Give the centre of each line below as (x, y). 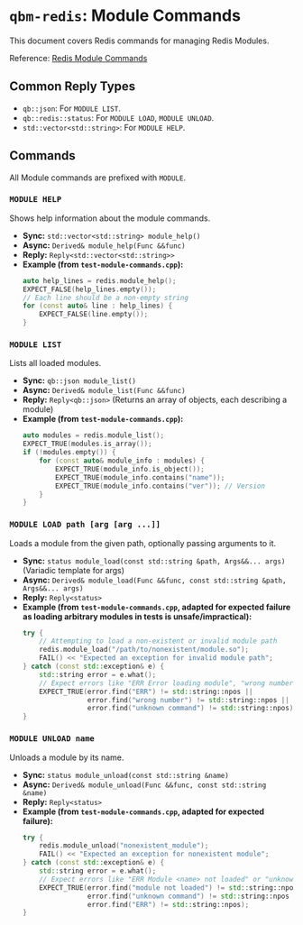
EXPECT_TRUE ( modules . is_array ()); (87, 444)
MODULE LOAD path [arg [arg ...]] (85, 525)
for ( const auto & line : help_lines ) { (97, 306)
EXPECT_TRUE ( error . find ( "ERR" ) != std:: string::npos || (146, 691)
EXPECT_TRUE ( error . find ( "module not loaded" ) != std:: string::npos (168, 888)
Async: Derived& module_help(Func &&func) (104, 245)
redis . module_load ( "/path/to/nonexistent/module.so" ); (144, 650)
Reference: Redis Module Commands (78, 58)
